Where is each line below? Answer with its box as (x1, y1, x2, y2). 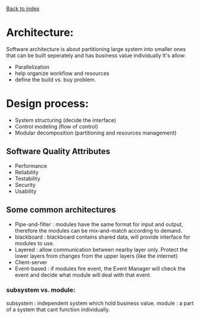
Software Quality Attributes (6, 146, 111, 157)
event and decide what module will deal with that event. (14, 271, 152, 279)
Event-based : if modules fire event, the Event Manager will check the (14, 265, 186, 272)
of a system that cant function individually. (6, 306, 110, 313)
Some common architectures (6, 205, 116, 215)
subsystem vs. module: (6, 286, 76, 294)
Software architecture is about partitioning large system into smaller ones (6, 45, 186, 52)
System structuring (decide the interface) (14, 116, 117, 124)
